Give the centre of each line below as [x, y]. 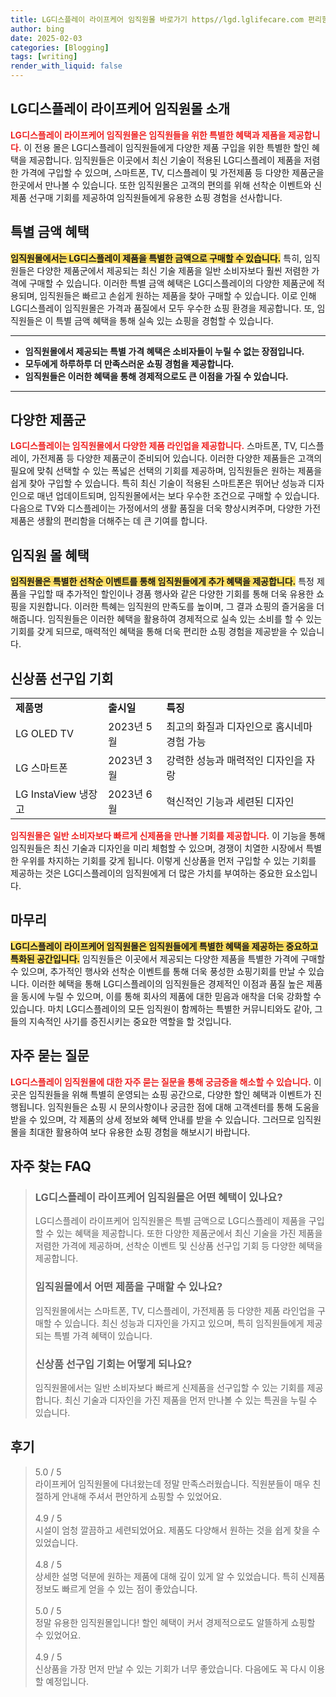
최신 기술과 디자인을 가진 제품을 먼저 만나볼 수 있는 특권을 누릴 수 [191, 1400]
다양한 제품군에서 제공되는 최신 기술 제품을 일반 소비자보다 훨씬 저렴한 [173, 270]
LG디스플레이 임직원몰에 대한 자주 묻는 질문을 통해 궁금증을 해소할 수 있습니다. [161, 1082]
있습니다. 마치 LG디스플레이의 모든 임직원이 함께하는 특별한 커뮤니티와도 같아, [161, 1008]
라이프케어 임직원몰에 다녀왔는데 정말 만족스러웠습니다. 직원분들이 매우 [172, 1483]
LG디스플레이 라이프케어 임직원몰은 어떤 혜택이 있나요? [158, 1197]
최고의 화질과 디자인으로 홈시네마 [239, 727]
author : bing [37, 29]
